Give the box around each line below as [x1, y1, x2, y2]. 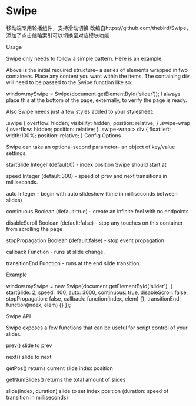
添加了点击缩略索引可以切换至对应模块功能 [6, 31, 109, 39]
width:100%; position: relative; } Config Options [6, 131, 121, 139]
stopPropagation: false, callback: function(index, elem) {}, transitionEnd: [6, 295, 181, 302]
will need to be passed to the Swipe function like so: [6, 78, 132, 86]
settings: [6, 149, 28, 157]
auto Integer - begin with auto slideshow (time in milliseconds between [6, 190, 178, 197]
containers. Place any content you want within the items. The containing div [6, 72, 190, 80]
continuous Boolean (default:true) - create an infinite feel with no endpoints [6, 207, 189, 214]
